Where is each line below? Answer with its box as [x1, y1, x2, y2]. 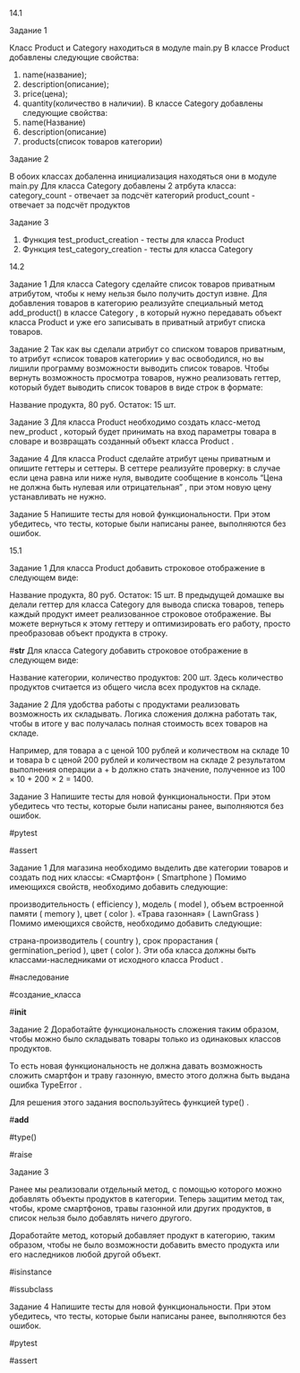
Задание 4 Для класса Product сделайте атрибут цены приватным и [9, 453, 271, 463]
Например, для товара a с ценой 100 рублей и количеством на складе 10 [9, 745, 290, 755]
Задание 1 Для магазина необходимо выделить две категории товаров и [9, 862, 289, 873]
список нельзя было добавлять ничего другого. [9, 1212, 193, 1223]
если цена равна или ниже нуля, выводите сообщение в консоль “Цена [9, 472, 284, 483]
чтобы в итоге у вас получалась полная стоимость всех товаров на [9, 718, 269, 728]
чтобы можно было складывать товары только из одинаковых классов [9, 1034, 281, 1044]
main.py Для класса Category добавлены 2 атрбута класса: [9, 180, 236, 191]
